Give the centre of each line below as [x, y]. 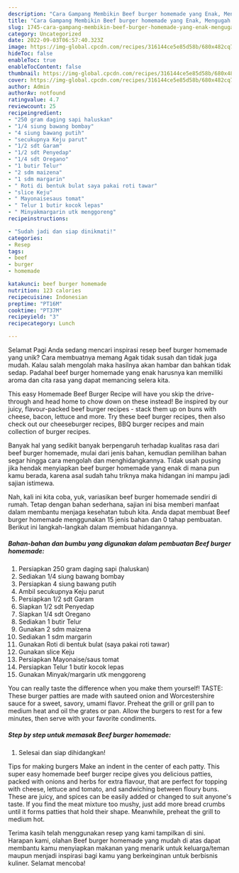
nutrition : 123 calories [45, 291]
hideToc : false [30, 54]
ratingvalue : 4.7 [34, 100]
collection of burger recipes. [50, 432]
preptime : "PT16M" [35, 304]
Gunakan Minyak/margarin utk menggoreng [82, 674]
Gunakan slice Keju [46, 651]
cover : [18, 80]
